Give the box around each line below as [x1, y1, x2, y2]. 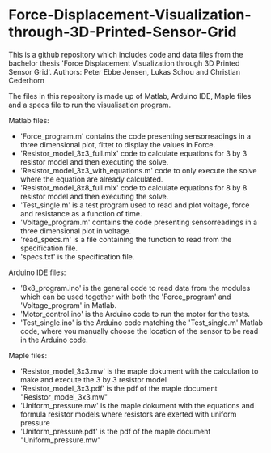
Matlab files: [8, 115, 50, 125]
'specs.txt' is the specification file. [19, 251, 135, 261]
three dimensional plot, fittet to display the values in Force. [19, 139, 216, 149]
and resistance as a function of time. [19, 208, 142, 218]
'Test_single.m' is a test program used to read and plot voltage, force [19, 200, 250, 210]
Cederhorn [8, 75, 45, 85]
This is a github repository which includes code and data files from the [8, 49, 243, 59]
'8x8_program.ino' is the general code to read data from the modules [19, 283, 251, 293]
